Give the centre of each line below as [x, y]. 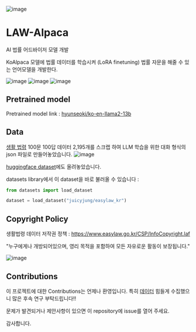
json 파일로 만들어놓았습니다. [39, 154]
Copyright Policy [37, 219]
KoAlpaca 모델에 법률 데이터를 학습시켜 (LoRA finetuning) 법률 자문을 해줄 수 [94, 62]
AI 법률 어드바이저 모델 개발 [37, 49]
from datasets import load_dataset [49, 190]
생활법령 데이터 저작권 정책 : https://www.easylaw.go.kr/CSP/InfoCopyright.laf [98, 234]
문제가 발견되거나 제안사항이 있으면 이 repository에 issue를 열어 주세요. [88, 311]
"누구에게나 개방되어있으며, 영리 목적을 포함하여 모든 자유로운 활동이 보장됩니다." [98, 247]
